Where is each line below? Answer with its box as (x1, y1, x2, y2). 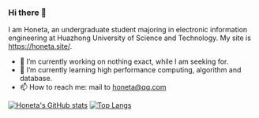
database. (19, 74, 53, 83)
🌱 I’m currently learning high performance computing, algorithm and (19, 65, 242, 75)
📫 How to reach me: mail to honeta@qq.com (19, 83, 167, 92)
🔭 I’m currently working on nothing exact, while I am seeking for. (19, 57, 229, 66)
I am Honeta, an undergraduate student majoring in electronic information (8, 25, 248, 35)
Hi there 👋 (8, 7, 47, 18)
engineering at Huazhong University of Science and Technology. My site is (8, 33, 251, 42)
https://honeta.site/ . (8, 42, 73, 51)
